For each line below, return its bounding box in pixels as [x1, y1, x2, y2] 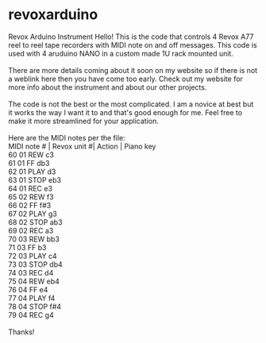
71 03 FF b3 [8, 242, 47, 252]
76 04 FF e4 [8, 284, 48, 295]
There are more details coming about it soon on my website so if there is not [8, 65, 258, 75]
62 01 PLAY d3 [8, 167, 56, 176]
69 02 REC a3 [8, 225, 54, 235]
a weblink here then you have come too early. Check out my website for [8, 74, 244, 83]
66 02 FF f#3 [8, 200, 52, 210]
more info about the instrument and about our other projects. [8, 82, 207, 92]
